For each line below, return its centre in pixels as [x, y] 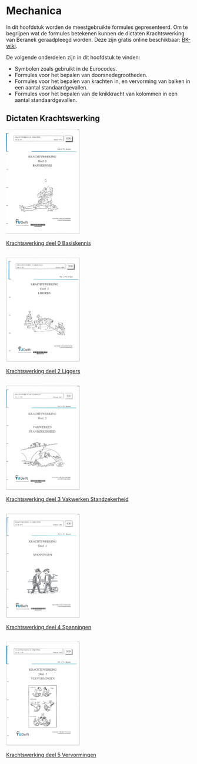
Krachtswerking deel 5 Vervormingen [51, 755]
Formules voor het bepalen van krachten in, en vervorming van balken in [102, 81]
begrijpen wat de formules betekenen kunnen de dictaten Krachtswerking [95, 33]
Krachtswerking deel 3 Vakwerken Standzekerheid [67, 499]
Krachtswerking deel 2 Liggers [43, 371]
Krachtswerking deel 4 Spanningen [49, 627]
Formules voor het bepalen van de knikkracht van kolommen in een [96, 94]
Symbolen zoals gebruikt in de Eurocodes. [66, 68]
